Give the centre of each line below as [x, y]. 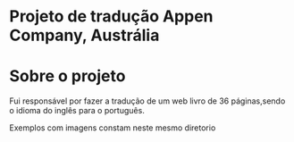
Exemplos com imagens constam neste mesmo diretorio [113, 128]
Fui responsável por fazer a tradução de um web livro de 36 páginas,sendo [147, 101]
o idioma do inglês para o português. [77, 111]
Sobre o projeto [67, 76]
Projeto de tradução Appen [111, 17]
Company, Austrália [84, 35]
